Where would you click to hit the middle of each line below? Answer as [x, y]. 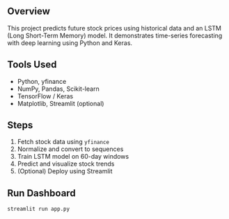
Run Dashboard [41, 193]
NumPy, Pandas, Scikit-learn [58, 89]
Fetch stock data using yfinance [63, 142]
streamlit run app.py [39, 209]
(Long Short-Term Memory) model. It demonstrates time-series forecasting [115, 35]
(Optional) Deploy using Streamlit [65, 171]
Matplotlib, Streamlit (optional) [61, 103]
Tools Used [32, 65]
